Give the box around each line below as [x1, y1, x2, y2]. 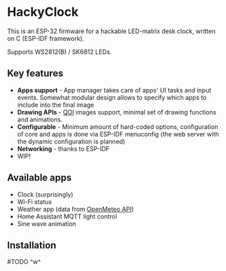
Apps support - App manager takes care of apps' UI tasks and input [17, 86, 212, 94]
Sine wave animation [17, 219, 76, 228]
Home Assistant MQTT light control [17, 212, 117, 221]
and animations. [17, 115, 63, 123]
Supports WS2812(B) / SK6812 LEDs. [7, 48, 112, 56]
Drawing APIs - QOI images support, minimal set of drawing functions [17, 108, 217, 116]
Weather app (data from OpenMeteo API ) [17, 205, 134, 213]
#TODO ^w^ [7, 258, 41, 266]
